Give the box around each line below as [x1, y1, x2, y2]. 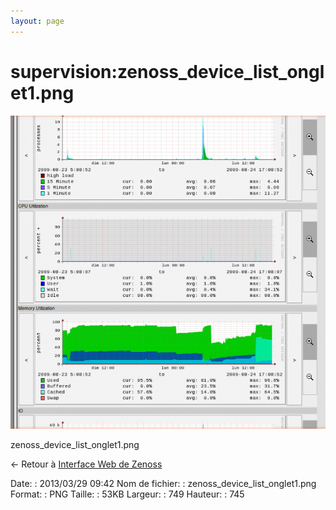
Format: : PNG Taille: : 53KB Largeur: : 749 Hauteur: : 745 [10, 488, 245, 500]
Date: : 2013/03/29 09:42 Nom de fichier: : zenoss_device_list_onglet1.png [10, 478, 317, 490]
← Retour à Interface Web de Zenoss [10, 458, 163, 470]
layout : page [10, 16, 65, 26]
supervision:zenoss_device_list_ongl [10, 60, 325, 83]
